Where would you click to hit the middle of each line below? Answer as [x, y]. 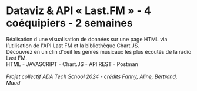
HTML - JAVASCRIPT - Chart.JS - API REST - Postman [72, 64]
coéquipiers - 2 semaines [70, 23]
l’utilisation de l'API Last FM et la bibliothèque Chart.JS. [73, 45]
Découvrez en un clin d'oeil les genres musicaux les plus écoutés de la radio [99, 51]
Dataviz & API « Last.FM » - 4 [79, 11]
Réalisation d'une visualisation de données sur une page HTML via [87, 39]
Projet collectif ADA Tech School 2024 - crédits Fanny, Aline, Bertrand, [92, 76]
